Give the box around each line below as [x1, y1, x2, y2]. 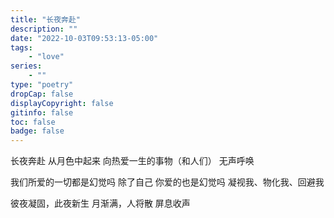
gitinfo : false [10, 107, 74, 118]
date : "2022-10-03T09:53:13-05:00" [10, 33, 159, 43]
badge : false [10, 126, 65, 136]
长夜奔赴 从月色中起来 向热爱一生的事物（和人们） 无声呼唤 [10, 155, 255, 167]
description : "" [10, 24, 78, 34]
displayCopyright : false [10, 98, 114, 108]
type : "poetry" [10, 80, 74, 90]
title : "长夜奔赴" [10, 14, 82, 25]
